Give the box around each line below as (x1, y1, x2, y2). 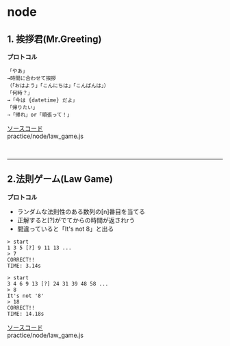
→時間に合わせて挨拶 (7, 75, 57, 82)
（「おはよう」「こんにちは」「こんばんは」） (7, 82, 110, 89)
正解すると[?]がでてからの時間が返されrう (16, 216, 136, 224)
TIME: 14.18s (7, 310, 44, 317)
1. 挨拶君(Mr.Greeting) (7, 33, 102, 45)
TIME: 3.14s (7, 262, 41, 269)
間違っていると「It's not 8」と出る (16, 224, 114, 233)
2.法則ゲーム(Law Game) (7, 173, 113, 185)
